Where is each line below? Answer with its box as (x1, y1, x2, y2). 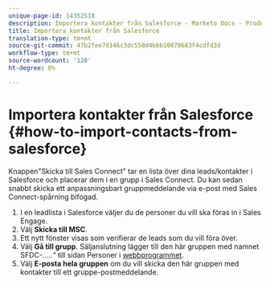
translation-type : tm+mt (8, 34, 92, 43)
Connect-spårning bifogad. (8, 192, 99, 202)
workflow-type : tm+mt (8, 49, 81, 57)
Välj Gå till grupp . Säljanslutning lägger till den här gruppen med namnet (19, 242, 260, 251)
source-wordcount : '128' (8, 57, 92, 65)
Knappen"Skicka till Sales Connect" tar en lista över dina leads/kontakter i (8, 166, 253, 176)
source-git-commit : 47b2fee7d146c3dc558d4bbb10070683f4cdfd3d (8, 42, 221, 50)
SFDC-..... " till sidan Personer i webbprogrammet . (19, 250, 185, 259)
